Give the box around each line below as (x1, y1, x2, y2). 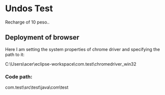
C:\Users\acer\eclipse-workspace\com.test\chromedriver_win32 (5, 61, 137, 67)
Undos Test (5, 3, 53, 14)
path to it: (5, 51, 25, 57)
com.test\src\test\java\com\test (5, 84, 69, 91)
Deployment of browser (5, 33, 80, 42)
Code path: (5, 73, 33, 80)
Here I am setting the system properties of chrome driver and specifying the (5, 46, 160, 52)
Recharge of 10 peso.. (5, 19, 50, 25)
